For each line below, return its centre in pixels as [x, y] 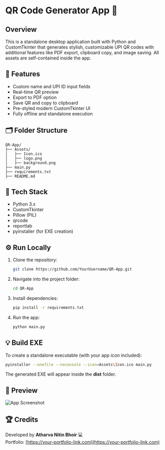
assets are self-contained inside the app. [48, 58]
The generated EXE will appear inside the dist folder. [61, 374]
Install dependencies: [35, 298]
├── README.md [20, 176]
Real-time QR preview [36, 92]
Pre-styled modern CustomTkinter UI [52, 108]
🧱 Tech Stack [27, 192]
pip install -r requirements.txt [48, 308]
